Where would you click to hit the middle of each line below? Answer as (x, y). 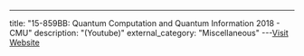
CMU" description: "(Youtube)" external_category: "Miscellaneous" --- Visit (149, 33)
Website (25, 42)
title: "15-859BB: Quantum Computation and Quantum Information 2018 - (145, 23)
